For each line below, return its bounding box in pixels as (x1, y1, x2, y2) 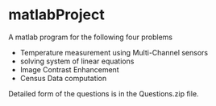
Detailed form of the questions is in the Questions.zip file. (8, 88, 199, 98)
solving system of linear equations (19, 56, 135, 66)
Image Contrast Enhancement (19, 64, 119, 74)
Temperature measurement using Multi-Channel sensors (19, 47, 208, 57)
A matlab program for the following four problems (8, 32, 173, 42)
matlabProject (8, 6, 105, 24)
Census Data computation (19, 73, 107, 83)
